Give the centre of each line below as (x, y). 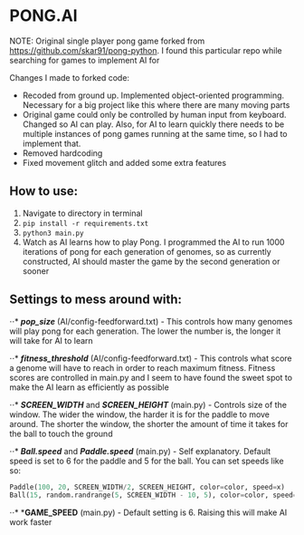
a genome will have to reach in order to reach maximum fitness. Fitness (142, 367)
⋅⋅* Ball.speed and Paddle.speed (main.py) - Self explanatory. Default (140, 451)
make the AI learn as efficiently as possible (89, 387)
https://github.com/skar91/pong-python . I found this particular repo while (146, 50)
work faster (31, 522)
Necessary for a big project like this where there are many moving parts (156, 104)
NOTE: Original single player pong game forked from (107, 41)
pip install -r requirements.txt (85, 223)
